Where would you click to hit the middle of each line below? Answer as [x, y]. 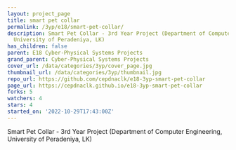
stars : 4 [20, 105]
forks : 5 [20, 92]
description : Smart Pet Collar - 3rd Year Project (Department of [106, 33]
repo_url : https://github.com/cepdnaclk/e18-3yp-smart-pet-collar [106, 79]
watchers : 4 [25, 99]
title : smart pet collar [44, 20]
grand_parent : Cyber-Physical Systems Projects [78, 60]
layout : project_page [39, 14]
